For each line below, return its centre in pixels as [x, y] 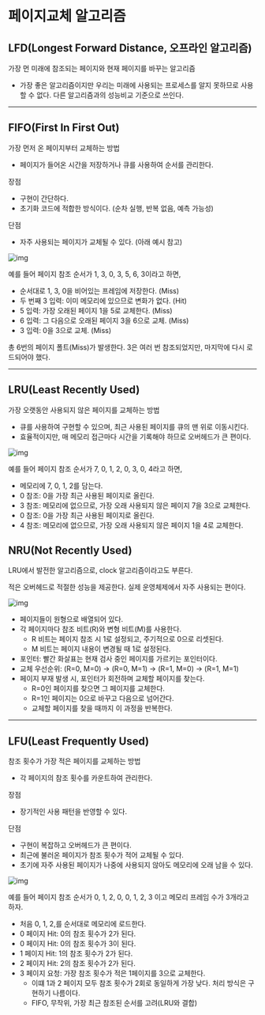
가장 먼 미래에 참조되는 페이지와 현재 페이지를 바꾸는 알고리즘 [102, 68]
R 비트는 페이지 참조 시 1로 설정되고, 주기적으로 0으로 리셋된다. [127, 639]
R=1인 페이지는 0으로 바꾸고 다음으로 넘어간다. [103, 699]
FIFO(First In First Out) [64, 128]
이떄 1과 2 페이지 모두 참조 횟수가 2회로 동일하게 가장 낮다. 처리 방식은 [139, 983]
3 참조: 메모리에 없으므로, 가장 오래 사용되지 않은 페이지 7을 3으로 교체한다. [135, 505]
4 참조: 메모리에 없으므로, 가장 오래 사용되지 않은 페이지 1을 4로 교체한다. [131, 525]
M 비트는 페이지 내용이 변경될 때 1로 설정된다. [101, 649]
